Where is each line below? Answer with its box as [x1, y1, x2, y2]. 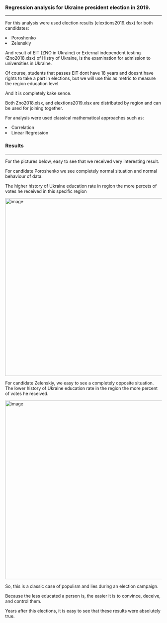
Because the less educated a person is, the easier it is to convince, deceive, [5, 593, 161, 599]
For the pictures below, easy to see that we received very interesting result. [5, 158, 160, 164]
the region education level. [5, 81, 60, 87]
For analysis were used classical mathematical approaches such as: [5, 115, 144, 121]
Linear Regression [11, 130, 49, 136]
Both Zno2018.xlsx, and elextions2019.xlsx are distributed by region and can [5, 100, 162, 106]
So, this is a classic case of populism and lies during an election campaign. [5, 583, 159, 589]
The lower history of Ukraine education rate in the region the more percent [5, 385, 158, 391]
